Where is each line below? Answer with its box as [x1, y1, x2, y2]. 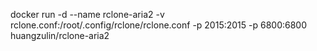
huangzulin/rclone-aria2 [10, 30, 110, 41]
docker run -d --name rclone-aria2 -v [10, 9, 165, 20]
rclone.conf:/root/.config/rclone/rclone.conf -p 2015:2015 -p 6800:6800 [10, 19, 308, 31]
